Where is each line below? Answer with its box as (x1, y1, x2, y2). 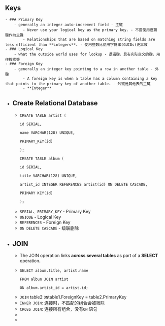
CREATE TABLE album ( (19, 156, 64, 161)
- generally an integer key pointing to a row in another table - (14, 66, 153, 71)
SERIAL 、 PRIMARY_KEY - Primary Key (19, 208, 91, 214)
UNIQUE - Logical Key (19, 214, 62, 220)
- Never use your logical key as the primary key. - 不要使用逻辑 (23, 27, 158, 33)
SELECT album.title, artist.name (19, 268, 89, 273)
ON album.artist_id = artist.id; (19, 286, 89, 291)
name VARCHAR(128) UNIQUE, (19, 130, 75, 135)
